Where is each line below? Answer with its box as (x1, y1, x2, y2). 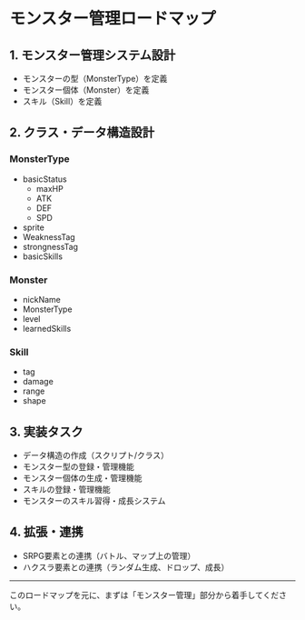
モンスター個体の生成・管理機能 (22, 473, 143, 484)
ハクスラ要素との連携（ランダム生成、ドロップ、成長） (22, 561, 230, 573)
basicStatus (22, 174, 67, 185)
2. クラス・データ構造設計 (9, 125, 155, 141)
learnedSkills (22, 323, 72, 334)
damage (22, 376, 54, 387)
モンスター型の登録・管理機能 (22, 461, 134, 473)
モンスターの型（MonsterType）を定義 (22, 74, 168, 84)
